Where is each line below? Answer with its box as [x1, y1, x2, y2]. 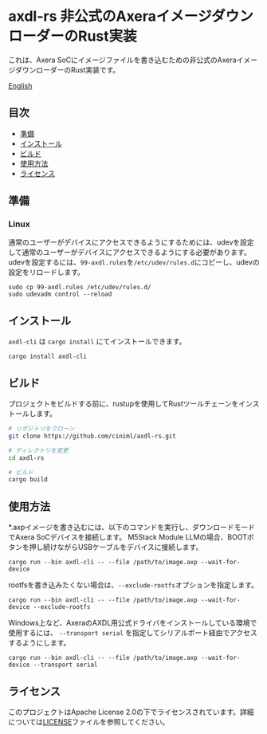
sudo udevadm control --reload [8, 290, 112, 299]
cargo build [8, 476, 48, 484]
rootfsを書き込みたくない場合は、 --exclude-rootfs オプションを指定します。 [8, 580, 259, 590]
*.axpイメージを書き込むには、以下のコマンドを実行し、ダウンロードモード [8, 523, 255, 532]
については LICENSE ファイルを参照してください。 [8, 716, 170, 726]
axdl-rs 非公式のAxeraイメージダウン [8, 7, 253, 26]
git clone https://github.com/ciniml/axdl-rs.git [8, 432, 177, 440]
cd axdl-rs [8, 453, 45, 462]
